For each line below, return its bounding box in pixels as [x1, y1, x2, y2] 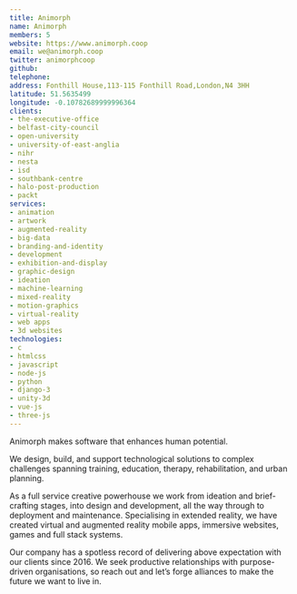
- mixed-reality [9, 292, 71, 301]
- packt [9, 191, 39, 200]
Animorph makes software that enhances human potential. [9, 436, 229, 447]
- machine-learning [9, 284, 84, 293]
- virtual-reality [9, 309, 79, 318]
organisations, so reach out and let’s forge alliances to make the [35, 566, 274, 577]
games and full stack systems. [9, 529, 124, 539]
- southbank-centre [9, 174, 84, 183]
